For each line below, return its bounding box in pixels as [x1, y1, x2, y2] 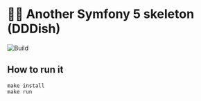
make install [7, 82, 45, 89]
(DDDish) [7, 21, 61, 37]
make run [7, 88, 33, 95]
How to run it [7, 64, 64, 75]
